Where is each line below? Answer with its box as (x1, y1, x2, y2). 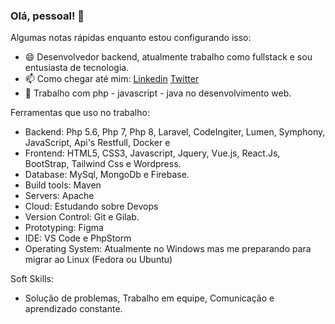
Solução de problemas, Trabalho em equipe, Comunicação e (24, 292, 275, 304)
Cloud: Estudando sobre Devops (24, 200, 159, 213)
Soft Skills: (10, 273, 54, 285)
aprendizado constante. (24, 303, 123, 315)
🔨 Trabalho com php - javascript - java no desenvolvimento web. (24, 87, 292, 99)
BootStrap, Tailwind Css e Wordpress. (24, 158, 182, 170)
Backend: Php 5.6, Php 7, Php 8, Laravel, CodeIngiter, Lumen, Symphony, (24, 126, 326, 138)
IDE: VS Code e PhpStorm (24, 232, 132, 244)
